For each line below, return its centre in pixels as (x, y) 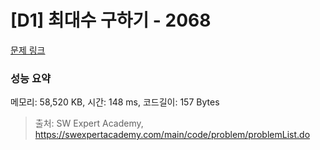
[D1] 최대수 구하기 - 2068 (111, 20)
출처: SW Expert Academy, (89, 123)
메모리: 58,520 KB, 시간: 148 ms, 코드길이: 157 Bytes (115, 102)
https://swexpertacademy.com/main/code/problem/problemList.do (172, 135)
